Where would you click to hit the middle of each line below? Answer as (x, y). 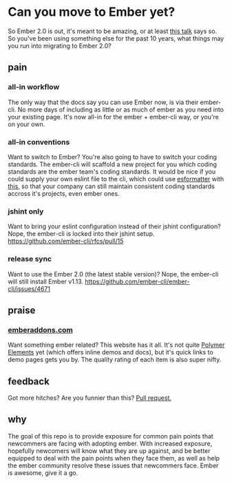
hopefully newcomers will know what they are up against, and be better (109, 451)
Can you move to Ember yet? (92, 12)
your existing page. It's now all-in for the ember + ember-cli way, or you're (113, 117)
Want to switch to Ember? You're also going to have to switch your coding (113, 157)
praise (22, 310)
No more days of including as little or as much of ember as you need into (121, 109)
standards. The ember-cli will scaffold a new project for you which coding (113, 164)
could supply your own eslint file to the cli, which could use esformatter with (116, 179)
